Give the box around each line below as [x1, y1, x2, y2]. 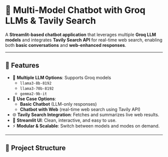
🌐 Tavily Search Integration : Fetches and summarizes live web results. [12, 112, 159, 118]
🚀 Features [5, 61, 39, 70]
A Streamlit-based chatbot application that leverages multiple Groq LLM [5, 31, 156, 37]
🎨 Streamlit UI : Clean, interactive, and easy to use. [12, 117, 116, 123]
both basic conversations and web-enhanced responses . [5, 42, 126, 48]
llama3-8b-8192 [19, 81, 51, 86]
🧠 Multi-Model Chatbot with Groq [5, 4, 146, 16]
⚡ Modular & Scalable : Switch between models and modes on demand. [12, 123, 160, 129]
